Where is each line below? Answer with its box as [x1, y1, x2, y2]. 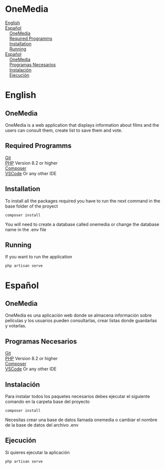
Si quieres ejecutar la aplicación [5, 449, 70, 455]
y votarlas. [5, 323, 27, 329]
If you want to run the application [5, 254, 72, 260]
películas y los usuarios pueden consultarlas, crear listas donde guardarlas [5, 318, 157, 324]
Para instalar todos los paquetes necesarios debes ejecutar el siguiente [5, 394, 150, 399]
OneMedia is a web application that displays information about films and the [5, 122, 159, 128]
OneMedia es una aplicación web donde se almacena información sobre [5, 312, 152, 319]
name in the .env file [5, 226, 47, 232]
